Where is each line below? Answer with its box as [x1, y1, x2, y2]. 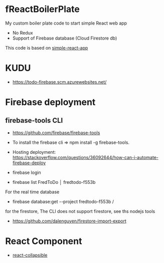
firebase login [12, 169, 41, 175]
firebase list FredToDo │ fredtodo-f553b [12, 179, 96, 185]
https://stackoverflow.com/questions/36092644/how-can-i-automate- [12, 154, 159, 160]
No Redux [12, 30, 34, 36]
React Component [5, 235, 82, 247]
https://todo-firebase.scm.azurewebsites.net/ [12, 79, 107, 85]
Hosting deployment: [12, 149, 56, 155]
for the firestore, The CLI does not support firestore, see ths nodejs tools [5, 208, 155, 214]
